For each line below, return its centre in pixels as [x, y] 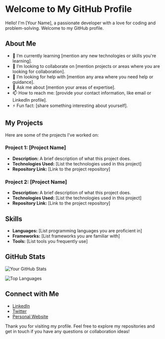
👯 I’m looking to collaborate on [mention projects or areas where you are [86, 66]
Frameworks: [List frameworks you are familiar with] [66, 236]
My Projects [24, 123]
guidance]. [23, 82]
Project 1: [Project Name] [36, 148]
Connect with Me [32, 294]
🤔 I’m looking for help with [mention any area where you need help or [83, 77]
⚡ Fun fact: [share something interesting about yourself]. [70, 106]
